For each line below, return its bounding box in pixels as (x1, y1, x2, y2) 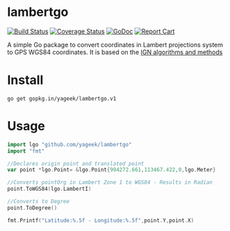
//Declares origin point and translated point (7, 160, 145, 167)
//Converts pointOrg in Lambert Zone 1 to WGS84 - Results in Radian (7, 179, 213, 186)
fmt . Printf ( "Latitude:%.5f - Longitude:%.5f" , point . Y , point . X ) (7, 216, 195, 224)
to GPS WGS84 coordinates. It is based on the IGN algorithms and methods (7, 48, 223, 56)
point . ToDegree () (7, 204, 58, 212)
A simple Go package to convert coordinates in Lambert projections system (7, 40, 224, 49)
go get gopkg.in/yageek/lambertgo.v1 (7, 95, 117, 102)
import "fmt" (7, 147, 45, 155)
